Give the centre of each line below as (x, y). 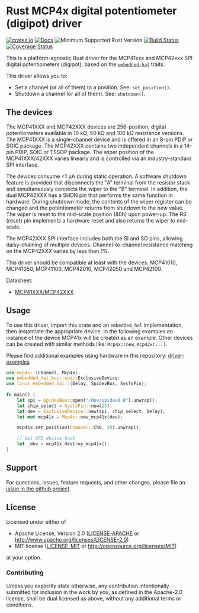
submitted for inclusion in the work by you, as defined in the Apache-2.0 (94, 592)
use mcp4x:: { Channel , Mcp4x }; (44, 373)
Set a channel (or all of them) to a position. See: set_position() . (93, 87)
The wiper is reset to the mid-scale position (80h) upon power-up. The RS (96, 214)
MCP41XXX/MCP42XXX (44, 292)
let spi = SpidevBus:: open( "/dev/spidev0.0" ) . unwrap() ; (87, 400)
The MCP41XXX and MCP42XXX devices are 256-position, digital (86, 127)
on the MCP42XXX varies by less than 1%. (58, 251)
